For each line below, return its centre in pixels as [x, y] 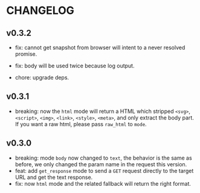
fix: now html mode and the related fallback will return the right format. [103, 183]
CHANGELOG [40, 11]
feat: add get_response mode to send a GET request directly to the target [104, 171]
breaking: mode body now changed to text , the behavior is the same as [103, 158]
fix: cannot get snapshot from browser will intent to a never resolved [100, 47]
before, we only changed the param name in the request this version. [101, 164]
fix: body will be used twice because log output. [75, 66]
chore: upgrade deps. [42, 77]
